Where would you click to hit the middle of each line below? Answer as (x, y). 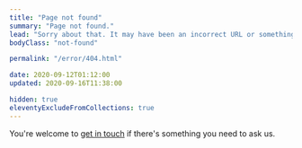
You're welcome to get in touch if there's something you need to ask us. (142, 133)
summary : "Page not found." (62, 26)
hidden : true (34, 100)
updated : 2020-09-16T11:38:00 (66, 83)
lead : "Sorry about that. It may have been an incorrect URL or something (152, 34)
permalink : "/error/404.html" (66, 59)
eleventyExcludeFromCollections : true (82, 108)
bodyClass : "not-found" (54, 43)
